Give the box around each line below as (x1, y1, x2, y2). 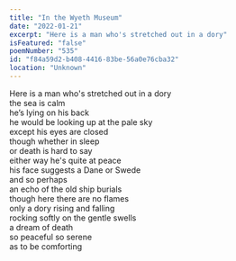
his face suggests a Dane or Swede (9, 164, 141, 175)
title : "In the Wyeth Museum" (9, 13, 123, 22)
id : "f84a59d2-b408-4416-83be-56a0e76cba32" (9, 55, 179, 64)
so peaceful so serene (9, 231, 93, 242)
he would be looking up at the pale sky (9, 116, 153, 127)
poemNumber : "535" (9, 47, 78, 56)
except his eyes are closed (9, 126, 109, 137)
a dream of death (9, 221, 74, 232)
